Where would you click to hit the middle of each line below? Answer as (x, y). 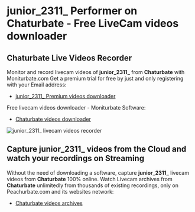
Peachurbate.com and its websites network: (60, 191)
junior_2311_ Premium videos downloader (65, 96)
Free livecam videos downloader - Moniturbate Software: (76, 107)
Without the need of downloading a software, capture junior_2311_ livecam (98, 172)
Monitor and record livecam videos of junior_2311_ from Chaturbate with (96, 72)
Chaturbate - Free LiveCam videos (93, 23)
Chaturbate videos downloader (53, 119)
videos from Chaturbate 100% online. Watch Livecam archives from (90, 179)
